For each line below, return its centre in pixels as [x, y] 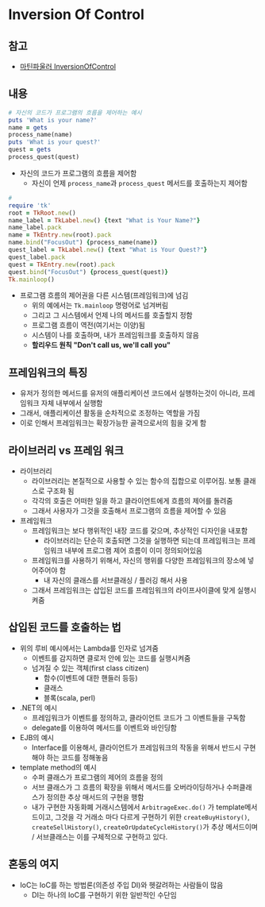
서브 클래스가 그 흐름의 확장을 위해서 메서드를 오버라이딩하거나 [128, 787]
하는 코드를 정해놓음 [77, 757]
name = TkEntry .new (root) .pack [60, 235]
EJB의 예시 [36, 737]
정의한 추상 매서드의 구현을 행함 [95, 797]
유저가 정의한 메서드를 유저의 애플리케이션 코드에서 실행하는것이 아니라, [130, 393]
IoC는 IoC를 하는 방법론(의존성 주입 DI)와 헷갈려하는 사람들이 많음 [121, 885]
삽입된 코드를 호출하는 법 [65, 628]
